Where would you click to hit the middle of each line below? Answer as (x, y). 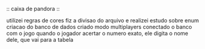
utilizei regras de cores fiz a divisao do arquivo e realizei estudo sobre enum (103, 20)
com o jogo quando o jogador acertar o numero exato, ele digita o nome (97, 33)
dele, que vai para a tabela (40, 40)
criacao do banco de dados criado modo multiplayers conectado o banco (99, 27)
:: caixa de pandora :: (33, 9)
